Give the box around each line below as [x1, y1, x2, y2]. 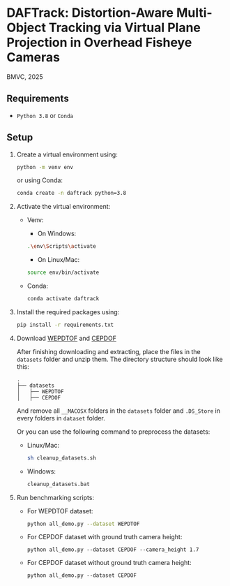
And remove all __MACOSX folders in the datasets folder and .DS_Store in [16, 406, 221, 415]
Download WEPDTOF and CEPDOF [16, 334, 116, 342]
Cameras [6, 50, 61, 66]
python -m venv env [16, 163, 74, 170]
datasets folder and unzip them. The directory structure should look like [16, 355, 224, 363]
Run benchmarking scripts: [16, 493, 95, 501]
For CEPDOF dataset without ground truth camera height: [26, 559, 192, 567]
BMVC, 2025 [6, 72, 43, 81]
